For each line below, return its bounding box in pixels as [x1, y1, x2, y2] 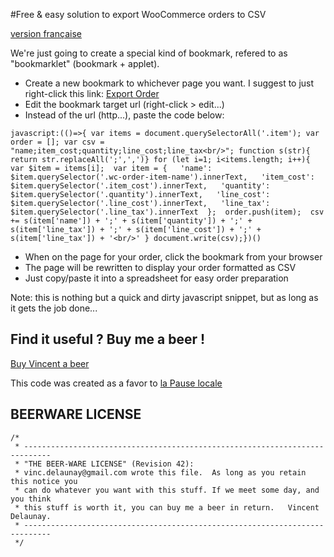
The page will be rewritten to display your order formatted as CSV [24, 262, 297, 273]
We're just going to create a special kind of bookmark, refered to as [10, 47, 288, 59]
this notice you [10, 476, 78, 486]
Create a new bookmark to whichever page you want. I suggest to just [24, 77, 315, 89]
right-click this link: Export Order [24, 88, 160, 99]
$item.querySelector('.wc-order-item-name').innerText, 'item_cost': [10, 172, 315, 182]
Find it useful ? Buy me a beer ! [10, 331, 206, 348]
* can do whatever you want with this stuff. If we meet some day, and [14, 485, 320, 495]
